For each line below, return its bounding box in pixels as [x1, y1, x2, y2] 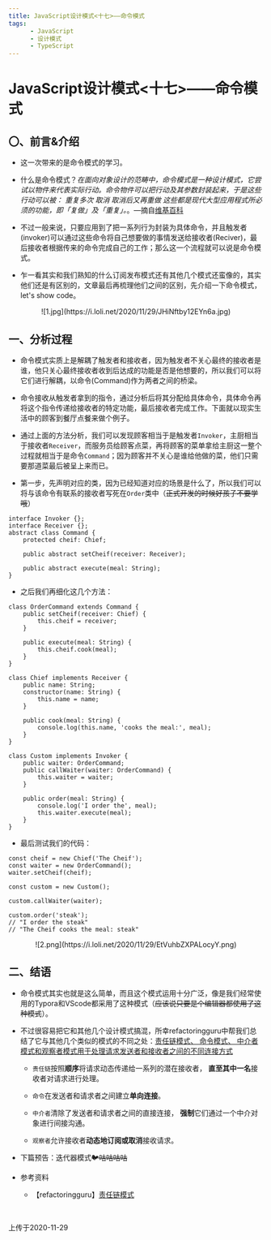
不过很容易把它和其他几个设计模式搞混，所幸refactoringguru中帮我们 [19, 1026, 250, 1035]
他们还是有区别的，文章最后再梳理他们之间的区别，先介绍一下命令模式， [19, 281, 261, 291]
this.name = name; [37, 695, 100, 703]
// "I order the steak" [8, 918, 89, 926]
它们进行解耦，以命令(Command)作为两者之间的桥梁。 [19, 375, 202, 385]
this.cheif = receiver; [37, 617, 117, 625]
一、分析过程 [8, 332, 73, 346]
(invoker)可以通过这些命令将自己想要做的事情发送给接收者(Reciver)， [19, 233, 251, 243]
